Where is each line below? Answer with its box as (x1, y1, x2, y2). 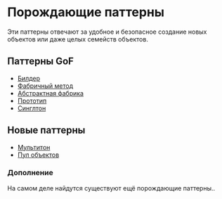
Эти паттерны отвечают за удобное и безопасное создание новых (7, 27, 207, 36)
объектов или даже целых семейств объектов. (7, 34, 149, 43)
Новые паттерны (7, 124, 86, 136)
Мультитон (17, 143, 51, 151)
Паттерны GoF (7, 56, 74, 68)
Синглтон (17, 103, 46, 113)
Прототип (17, 96, 47, 105)
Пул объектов (17, 150, 60, 159)
